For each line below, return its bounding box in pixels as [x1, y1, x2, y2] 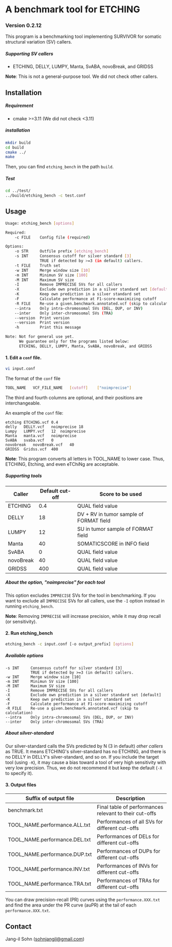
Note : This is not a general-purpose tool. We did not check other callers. [5, 73, 158, 80]
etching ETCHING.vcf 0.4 [5, 420, 58, 425]
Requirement [5, 102, 34, 109]
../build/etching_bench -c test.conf [5, 193, 86, 198]
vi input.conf [5, 366, 36, 372]
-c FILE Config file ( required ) [14, 234, 91, 240]
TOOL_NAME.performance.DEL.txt [8, 836, 91, 843]
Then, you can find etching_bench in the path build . [5, 164, 114, 170]
